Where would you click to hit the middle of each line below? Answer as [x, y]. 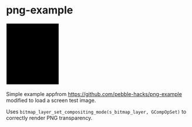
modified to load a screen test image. [51, 100]
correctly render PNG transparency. [49, 118]
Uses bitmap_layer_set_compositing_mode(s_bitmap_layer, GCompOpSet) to [96, 111]
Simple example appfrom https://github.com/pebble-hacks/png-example [94, 94]
